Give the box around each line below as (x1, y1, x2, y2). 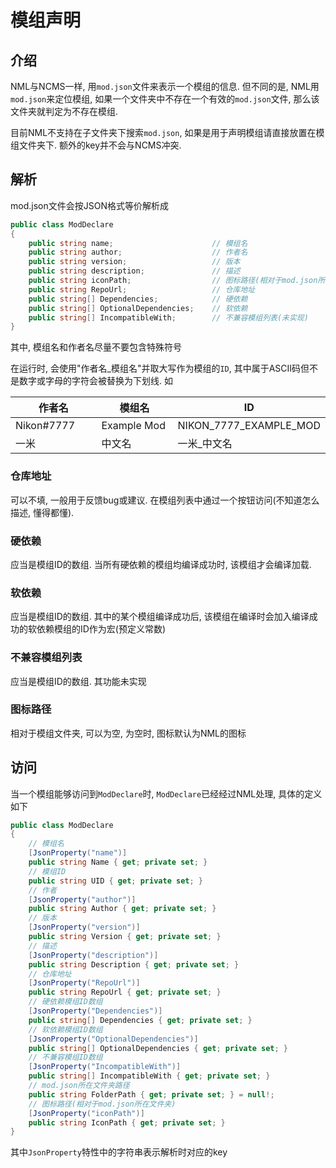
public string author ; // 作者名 (28, 247, 248, 258)
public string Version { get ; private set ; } (28, 932, 222, 942)
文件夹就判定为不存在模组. (10, 106, 119, 117)
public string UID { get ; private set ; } (28, 876, 203, 886)
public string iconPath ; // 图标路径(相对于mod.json (28, 276, 318, 286)
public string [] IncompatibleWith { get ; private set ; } (28, 1071, 271, 1081)
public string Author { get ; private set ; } (28, 904, 217, 914)
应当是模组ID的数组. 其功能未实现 (10, 675, 147, 687)
